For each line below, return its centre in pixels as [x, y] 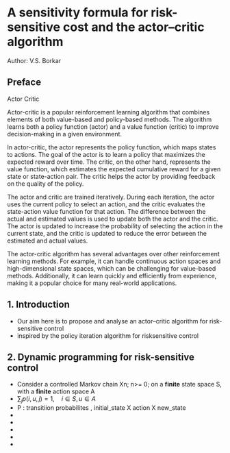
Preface [24, 83]
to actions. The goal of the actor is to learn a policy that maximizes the [106, 154]
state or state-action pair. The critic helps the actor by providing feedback [111, 176]
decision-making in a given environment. [64, 134]
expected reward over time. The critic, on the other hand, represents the [109, 162]
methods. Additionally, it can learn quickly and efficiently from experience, [112, 276]
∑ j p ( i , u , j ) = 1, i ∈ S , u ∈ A [56, 400]
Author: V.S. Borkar [34, 60]
